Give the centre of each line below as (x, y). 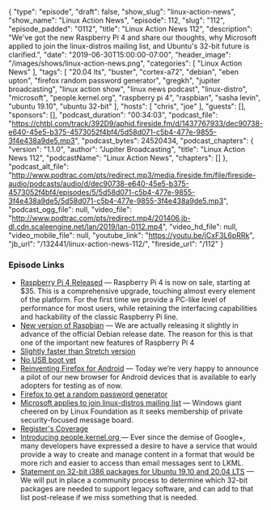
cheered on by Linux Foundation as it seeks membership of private (131, 411)
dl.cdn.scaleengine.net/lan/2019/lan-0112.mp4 (86, 227)
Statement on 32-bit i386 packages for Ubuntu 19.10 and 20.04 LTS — (137, 472)
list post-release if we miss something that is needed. (109, 498)
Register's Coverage (54, 429)
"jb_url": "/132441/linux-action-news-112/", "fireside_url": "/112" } (116, 244)
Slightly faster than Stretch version (78, 351)
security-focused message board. (76, 420)
